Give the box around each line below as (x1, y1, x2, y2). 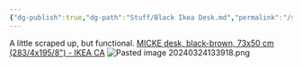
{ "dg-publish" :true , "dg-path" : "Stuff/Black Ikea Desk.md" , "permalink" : (9, 13, 283, 22)
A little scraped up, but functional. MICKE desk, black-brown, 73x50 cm (9, 38, 274, 48)
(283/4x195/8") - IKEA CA (9, 46, 105, 58)
